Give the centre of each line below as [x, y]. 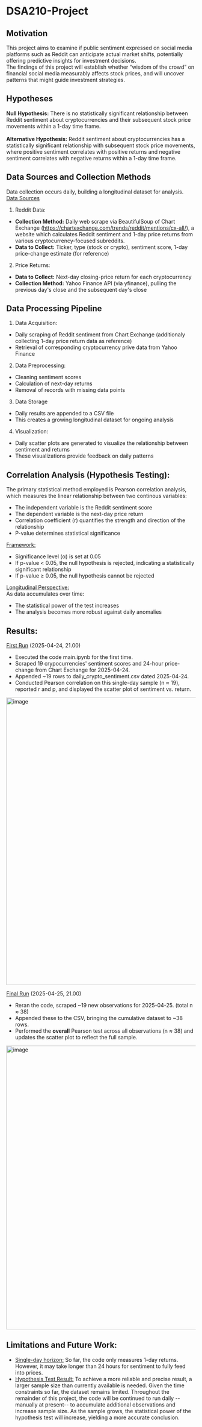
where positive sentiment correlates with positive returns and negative [93, 151]
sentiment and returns [42, 450]
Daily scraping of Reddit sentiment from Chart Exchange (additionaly [100, 335]
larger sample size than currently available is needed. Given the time [99, 1385]
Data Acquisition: [36, 323]
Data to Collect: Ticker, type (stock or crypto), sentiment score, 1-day [101, 247]
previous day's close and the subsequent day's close [81, 289]
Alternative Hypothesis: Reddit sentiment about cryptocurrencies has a [96, 139]
